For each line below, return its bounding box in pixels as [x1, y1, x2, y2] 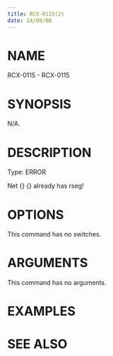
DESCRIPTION [7, 144, 92, 161]
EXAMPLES [7, 303, 76, 320]
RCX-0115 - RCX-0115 [7, 71, 70, 80]
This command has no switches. [7, 230, 102, 239]
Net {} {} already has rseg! [7, 182, 84, 190]
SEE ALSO [7, 335, 68, 352]
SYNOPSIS [7, 96, 72, 112]
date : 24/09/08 [7, 17, 52, 24]
